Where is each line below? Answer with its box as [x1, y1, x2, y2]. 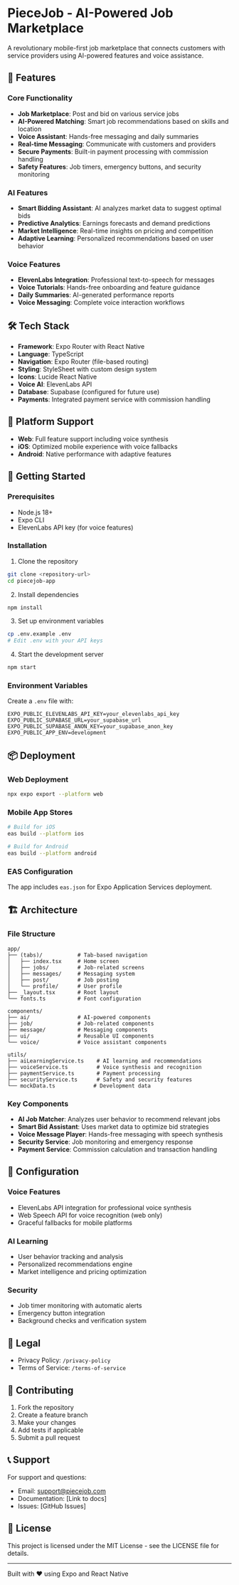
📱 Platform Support [7, 416, 94, 428]
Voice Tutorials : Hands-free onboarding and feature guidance [17, 283, 201, 292]
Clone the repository [17, 557, 78, 565]
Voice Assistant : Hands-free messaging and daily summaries [17, 132, 199, 140]
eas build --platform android [7, 849, 97, 857]
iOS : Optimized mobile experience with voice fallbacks [17, 442, 178, 451]
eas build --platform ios [7, 831, 84, 838]
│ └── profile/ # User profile [7, 982, 122, 990]
